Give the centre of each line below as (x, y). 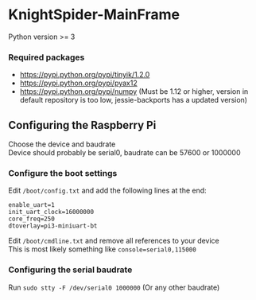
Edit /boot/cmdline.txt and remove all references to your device (114, 241)
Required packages (47, 57)
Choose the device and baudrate (62, 144)
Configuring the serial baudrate (70, 270)
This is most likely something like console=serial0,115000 (102, 249)
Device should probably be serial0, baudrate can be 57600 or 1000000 (124, 153)
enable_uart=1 (32, 205)
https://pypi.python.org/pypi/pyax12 (78, 83)
